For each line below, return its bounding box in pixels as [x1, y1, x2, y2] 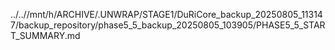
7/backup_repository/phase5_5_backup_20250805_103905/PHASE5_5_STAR [10, 19, 326, 31]
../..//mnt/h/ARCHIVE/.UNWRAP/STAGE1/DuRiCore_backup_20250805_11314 [10, 9, 323, 20]
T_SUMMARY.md [10, 30, 81, 41]
